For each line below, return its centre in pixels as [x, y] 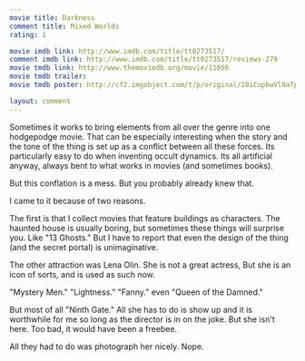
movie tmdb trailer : [49, 77]
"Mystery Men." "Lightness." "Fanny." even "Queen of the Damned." [136, 292]
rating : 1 [28, 34]
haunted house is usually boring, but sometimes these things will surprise [147, 228]
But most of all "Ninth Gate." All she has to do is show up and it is [131, 309]
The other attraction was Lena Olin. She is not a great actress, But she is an [150, 265]
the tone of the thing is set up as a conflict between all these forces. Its [142, 146]
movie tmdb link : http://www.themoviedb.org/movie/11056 [119, 68]
